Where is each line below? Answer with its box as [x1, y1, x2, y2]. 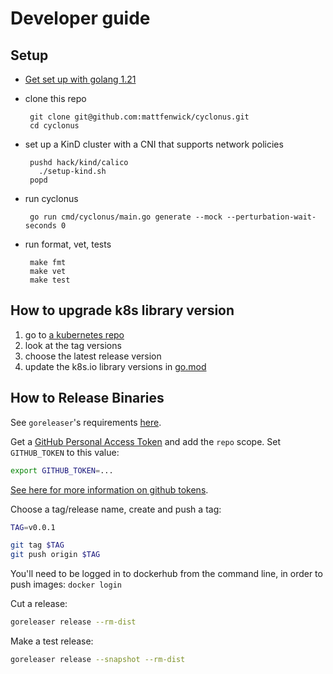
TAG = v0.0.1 [10, 522, 56, 532]
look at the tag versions [24, 339, 122, 351]
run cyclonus [24, 193, 79, 204]
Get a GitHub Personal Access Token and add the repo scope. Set [10, 435, 282, 447]
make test [29, 275, 71, 285]
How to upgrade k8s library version [10, 302, 235, 319]
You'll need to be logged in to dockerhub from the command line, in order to [10, 568, 323, 580]
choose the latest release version [24, 350, 162, 362]
